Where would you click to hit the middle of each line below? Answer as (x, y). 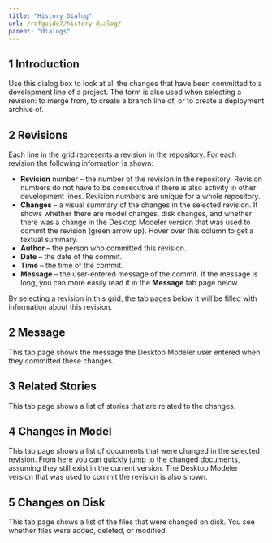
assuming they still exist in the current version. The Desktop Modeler (123, 468)
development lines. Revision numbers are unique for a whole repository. (140, 196)
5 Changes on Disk (57, 502)
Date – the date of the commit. (71, 256)
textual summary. (49, 239)
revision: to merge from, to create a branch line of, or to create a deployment (136, 101)
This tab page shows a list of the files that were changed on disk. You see (132, 522)
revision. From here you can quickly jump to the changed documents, (124, 459)
